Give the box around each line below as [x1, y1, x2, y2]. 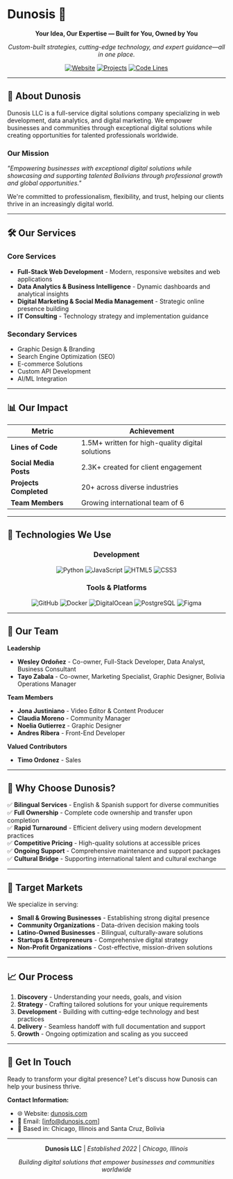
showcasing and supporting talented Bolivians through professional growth [7, 172, 223, 180]
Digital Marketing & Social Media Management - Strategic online [17, 297, 205, 305]
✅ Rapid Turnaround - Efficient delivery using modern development [7, 824, 202, 832]
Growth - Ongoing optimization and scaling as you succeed [17, 1029, 189, 1038]
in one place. [98, 50, 135, 58]
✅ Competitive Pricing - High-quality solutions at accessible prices [7, 839, 201, 847]
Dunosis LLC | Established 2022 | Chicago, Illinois [44, 1144, 189, 1153]
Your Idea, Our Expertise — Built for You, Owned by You [35, 29, 198, 38]
